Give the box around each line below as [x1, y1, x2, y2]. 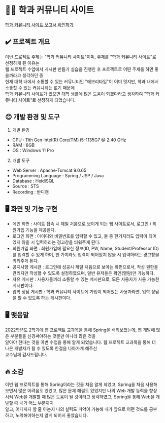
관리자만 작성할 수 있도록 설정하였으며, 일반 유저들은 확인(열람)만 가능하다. [12, 270, 155, 276]
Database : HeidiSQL [12, 178, 55, 184]
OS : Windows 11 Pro [12, 147, 54, 153]
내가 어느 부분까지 [19, 400, 54, 406]
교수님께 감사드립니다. [5, 351, 48, 358]
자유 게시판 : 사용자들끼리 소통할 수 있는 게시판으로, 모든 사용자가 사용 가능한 [12, 276, 160, 282]
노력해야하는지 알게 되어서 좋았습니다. [15, 413, 88, 418]
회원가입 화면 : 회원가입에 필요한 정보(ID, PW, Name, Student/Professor [12, 245, 152, 252]
